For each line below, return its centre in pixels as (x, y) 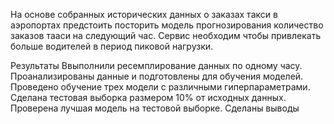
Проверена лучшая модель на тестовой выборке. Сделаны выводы (155, 108)
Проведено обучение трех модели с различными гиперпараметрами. (160, 87)
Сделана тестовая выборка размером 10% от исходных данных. (148, 97)
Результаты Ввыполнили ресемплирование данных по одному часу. (156, 65)
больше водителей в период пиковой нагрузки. (112, 46)
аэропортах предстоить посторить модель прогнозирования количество (167, 25)
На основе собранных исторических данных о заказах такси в (144, 14)
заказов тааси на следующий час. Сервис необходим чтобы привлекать (166, 35)
